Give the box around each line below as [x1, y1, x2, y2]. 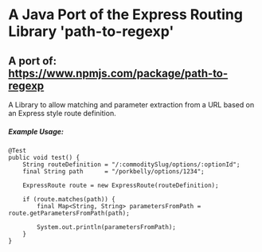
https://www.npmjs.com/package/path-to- [8, 66, 229, 80]
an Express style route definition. [8, 109, 117, 118]
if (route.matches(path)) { [22, 195, 115, 204]
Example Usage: [8, 126, 64, 136]
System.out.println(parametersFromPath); [37, 223, 177, 231]
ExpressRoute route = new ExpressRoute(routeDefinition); [22, 181, 219, 189]
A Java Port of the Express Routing [8, 6, 243, 24]
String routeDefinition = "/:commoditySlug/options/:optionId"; [22, 161, 240, 169]
